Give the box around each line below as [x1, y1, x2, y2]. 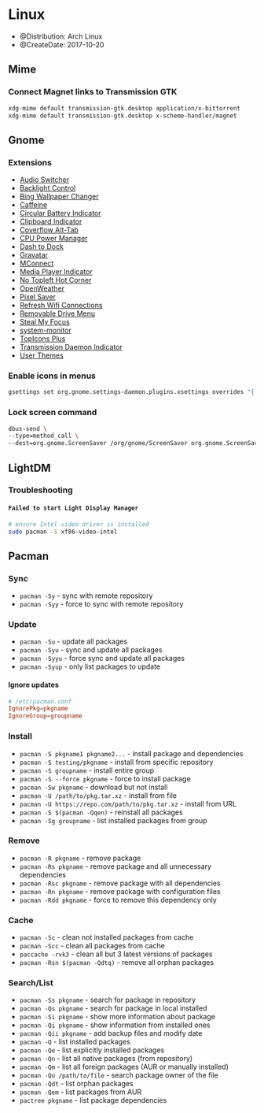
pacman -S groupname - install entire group [19, 766, 155, 775]
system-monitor [19, 325, 72, 336]
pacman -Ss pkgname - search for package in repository [19, 995, 196, 1005]
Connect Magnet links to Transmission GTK [8, 87, 178, 98]
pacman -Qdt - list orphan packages [19, 1079, 134, 1089]
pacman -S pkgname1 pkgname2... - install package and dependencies [19, 748, 244, 758]
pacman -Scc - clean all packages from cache [19, 941, 165, 951]
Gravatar [19, 250, 49, 260]
